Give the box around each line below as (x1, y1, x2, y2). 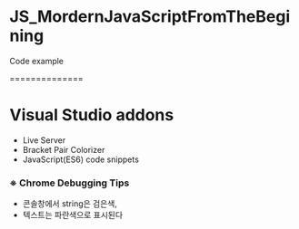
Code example (9, 55, 65, 66)
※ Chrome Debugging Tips (9, 177, 130, 189)
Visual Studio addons (9, 105, 174, 126)
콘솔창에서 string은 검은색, (22, 198, 118, 209)
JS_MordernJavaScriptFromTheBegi (9, 6, 291, 27)
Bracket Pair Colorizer (22, 144, 105, 155)
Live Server (22, 134, 66, 146)
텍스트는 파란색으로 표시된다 (22, 210, 124, 221)
